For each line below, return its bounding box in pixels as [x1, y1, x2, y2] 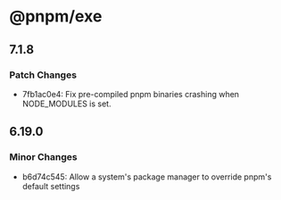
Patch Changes [9, 69, 78, 81]
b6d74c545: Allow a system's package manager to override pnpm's [21, 171, 272, 182]
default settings [21, 180, 80, 191]
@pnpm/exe [9, 6, 103, 27]
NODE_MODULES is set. [21, 98, 112, 109]
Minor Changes [9, 151, 78, 163]
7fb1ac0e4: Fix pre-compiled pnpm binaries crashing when [21, 88, 239, 99]
